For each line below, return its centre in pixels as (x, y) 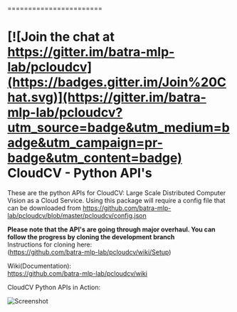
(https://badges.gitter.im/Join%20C (117, 82)
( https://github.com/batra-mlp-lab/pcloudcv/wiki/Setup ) (89, 252)
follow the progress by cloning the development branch (91, 236)
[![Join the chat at (61, 37)
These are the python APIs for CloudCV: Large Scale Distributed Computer (117, 192)
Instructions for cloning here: (50, 244)
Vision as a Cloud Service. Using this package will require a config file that (116, 200)
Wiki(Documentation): (39, 266)
